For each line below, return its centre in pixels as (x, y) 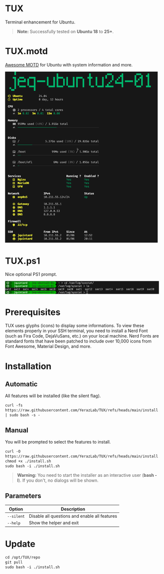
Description (73, 509)
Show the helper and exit (54, 523)
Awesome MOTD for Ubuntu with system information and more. (69, 64)
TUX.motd (26, 51)
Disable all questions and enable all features (73, 516)
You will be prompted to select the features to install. (58, 442)
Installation (28, 366)
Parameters (23, 496)
